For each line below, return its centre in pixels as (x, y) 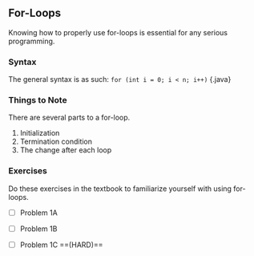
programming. (32, 41)
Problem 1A (38, 213)
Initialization (40, 133)
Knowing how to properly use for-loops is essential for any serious (118, 32)
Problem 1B (38, 229)
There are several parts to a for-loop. (69, 118)
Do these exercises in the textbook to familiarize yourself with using (120, 189)
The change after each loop (66, 150)
